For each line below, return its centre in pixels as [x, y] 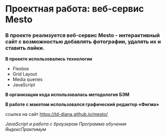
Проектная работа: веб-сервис [75, 9]
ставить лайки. [25, 48]
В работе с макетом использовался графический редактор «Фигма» [82, 105]
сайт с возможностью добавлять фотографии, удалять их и [83, 42]
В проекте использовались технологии [49, 59]
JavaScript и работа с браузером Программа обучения [66, 124]
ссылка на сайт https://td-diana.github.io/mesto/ [56, 114]
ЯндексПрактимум [26, 129]
